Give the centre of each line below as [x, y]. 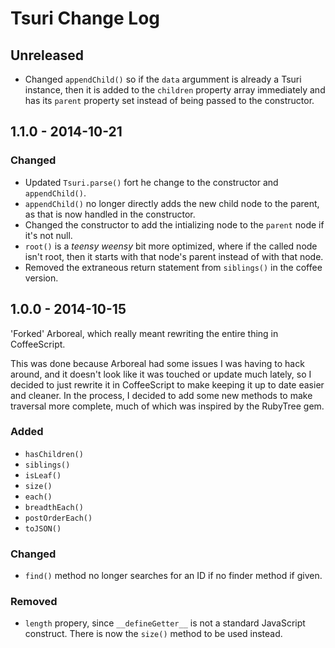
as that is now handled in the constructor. [110, 214]
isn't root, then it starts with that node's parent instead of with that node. [174, 256]
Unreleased [47, 55]
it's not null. [48, 235]
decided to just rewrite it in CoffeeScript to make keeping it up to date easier [167, 384]
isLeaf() [43, 475]
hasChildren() [54, 454]
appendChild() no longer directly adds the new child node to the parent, [172, 203]
